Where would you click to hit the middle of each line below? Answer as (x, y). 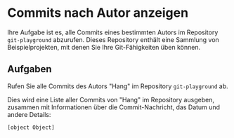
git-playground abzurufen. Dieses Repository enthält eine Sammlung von (113, 39)
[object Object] (31, 127)
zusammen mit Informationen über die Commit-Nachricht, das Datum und (113, 107)
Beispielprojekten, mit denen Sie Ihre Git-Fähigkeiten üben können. (104, 47)
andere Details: (29, 114)
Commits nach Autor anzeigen (98, 13)
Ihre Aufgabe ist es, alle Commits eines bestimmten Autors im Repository (113, 32)
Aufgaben (30, 69)
